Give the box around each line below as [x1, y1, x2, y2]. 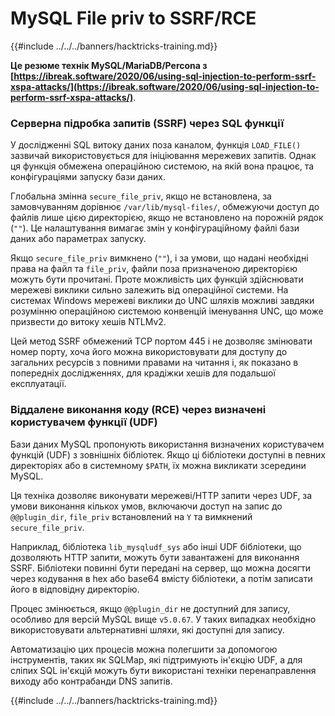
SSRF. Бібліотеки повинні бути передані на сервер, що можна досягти [10, 562, 312, 574]
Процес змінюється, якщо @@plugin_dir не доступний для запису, [10, 602, 291, 614]
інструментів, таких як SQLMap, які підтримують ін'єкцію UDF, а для [10, 653, 303, 666]
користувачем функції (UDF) [10, 415, 158, 429]
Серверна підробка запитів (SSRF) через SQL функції [10, 116, 285, 130]
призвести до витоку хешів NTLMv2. [10, 316, 167, 328]
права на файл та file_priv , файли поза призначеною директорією [10, 263, 298, 275]
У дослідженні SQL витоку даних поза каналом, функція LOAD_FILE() [10, 139, 302, 151]
